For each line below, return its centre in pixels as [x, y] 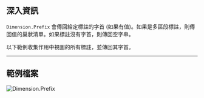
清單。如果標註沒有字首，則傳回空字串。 [83, 34]
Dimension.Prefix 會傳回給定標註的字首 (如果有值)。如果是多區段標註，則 [98, 27]
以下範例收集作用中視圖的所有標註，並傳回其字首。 [70, 47]
